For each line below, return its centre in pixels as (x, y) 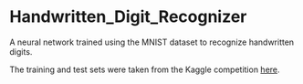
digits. (21, 51)
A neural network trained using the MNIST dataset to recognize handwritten (152, 42)
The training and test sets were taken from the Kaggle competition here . (145, 69)
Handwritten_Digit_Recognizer (128, 17)
